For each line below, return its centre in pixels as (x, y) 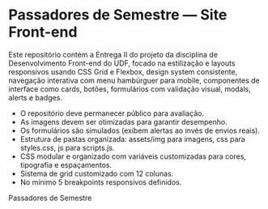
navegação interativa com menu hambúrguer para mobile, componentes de (134, 80)
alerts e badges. (36, 97)
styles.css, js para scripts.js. (67, 147)
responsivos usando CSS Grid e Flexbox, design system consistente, (123, 71)
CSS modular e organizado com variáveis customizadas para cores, (133, 156)
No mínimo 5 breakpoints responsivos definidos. (101, 182)
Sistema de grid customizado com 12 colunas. (97, 173)
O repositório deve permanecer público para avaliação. (112, 113)
